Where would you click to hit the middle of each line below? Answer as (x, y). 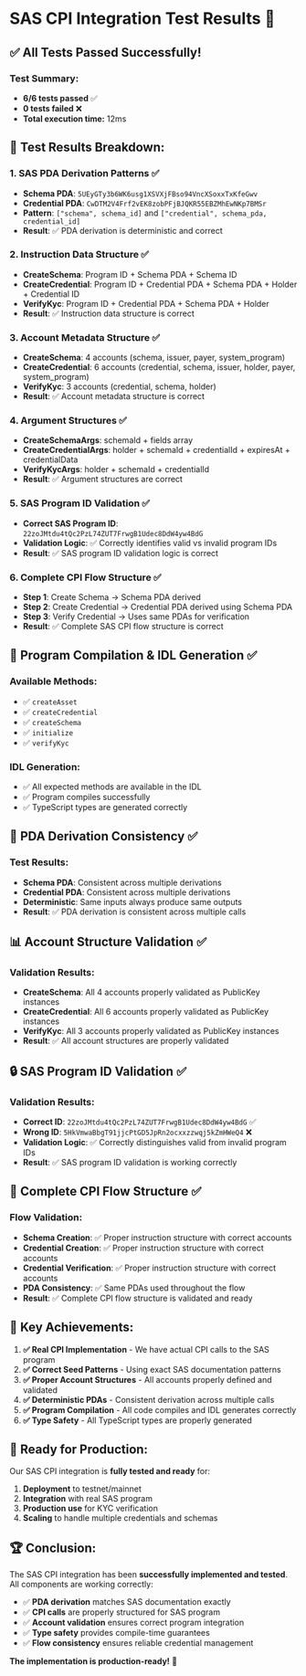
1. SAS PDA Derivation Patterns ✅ (84, 174)
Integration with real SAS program (88, 1499)
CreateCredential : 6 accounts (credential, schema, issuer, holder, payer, (159, 367)
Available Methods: (53, 681)
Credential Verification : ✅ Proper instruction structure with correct (149, 1268)
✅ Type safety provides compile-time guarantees (116, 1633)
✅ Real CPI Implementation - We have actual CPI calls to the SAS (146, 1349)
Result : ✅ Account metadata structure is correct (114, 396)
